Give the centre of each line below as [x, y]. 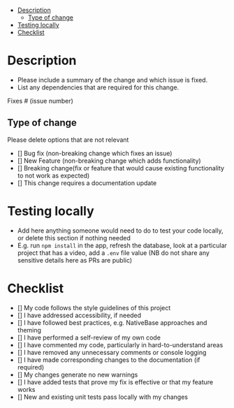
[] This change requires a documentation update [87, 183]
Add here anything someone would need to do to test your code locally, [120, 231]
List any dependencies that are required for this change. [98, 87]
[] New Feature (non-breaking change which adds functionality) [109, 161]
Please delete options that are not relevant [68, 140]
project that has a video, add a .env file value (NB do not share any [113, 253]
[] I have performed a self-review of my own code [89, 337]
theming [29, 330]
